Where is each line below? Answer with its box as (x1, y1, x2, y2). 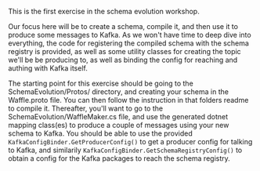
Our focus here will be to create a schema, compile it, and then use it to (8, 22, 239, 31)
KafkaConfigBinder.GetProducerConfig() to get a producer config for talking (8, 137, 253, 146)
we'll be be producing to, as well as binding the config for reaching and (8, 55, 238, 64)
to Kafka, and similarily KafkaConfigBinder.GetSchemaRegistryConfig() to (8, 145, 243, 155)
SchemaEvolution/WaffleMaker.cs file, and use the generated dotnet (8, 112, 229, 121)
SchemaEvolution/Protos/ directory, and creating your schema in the (8, 87, 229, 96)
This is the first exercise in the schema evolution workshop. (8, 7, 200, 16)
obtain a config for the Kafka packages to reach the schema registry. (8, 154, 231, 163)
